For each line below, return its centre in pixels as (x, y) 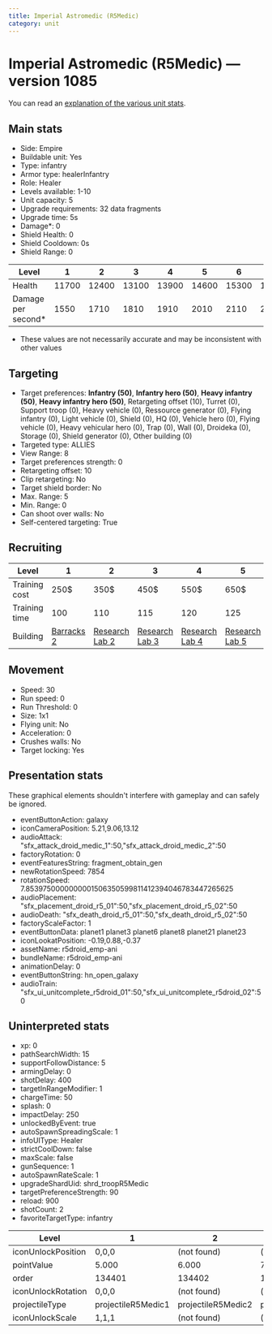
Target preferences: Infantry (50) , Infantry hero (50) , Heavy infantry (136, 393)
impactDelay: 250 (49, 1115)
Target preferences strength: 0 (71, 462)
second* (30, 319)
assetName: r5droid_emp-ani (68, 949)
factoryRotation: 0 (50, 854)
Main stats (36, 129)
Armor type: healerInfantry (64, 175)
